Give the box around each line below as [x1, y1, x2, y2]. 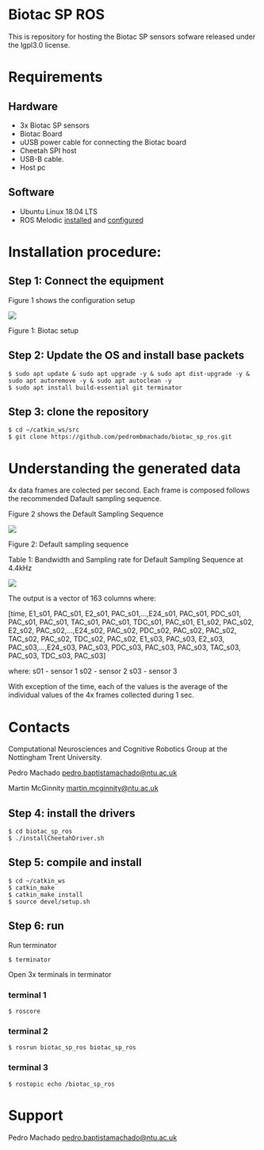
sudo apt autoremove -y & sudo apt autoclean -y [8, 377, 172, 385]
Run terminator [8, 940, 57, 949]
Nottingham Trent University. [8, 753, 102, 762]
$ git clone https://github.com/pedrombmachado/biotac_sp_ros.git [8, 433, 232, 441]
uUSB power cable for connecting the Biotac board [19, 137, 187, 147]
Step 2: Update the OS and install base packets [8, 349, 245, 362]
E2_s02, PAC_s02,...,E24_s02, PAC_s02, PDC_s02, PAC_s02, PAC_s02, [8, 626, 237, 635]
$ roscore [8, 1007, 41, 1015]
